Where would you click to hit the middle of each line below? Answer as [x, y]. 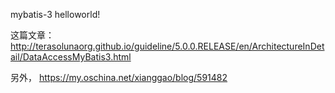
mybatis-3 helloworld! [55, 14]
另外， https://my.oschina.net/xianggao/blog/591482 [119, 77]
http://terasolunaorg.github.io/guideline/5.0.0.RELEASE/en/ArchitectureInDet [167, 46]
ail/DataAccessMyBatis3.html [71, 57]
